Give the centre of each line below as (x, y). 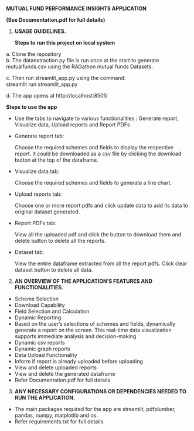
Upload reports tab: (38, 194)
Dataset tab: (29, 252)
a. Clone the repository (34, 54)
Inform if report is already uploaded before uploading (79, 361)
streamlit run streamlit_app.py (42, 84)
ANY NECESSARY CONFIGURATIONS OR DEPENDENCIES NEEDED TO (100, 391)
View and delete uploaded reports (55, 367)
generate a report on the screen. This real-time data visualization (93, 330)
